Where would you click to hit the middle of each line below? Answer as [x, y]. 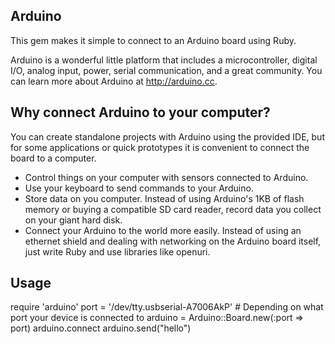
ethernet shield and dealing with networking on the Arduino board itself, [173, 241]
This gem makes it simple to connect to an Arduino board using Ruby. [153, 40]
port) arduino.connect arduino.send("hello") [101, 328]
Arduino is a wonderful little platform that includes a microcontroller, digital [164, 60]
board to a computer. [53, 158]
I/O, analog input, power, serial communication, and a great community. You [166, 70]
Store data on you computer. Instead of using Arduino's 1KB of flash [164, 198]
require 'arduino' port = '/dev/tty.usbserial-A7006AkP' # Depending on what [167, 307]
